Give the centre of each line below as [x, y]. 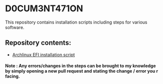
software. [15, 27]
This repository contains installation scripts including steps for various [76, 22]
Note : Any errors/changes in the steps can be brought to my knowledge [81, 66]
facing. [13, 76]
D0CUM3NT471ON [44, 9]
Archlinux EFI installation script [44, 55]
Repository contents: [38, 43]
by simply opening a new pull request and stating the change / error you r [82, 71]
